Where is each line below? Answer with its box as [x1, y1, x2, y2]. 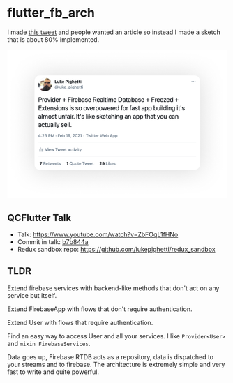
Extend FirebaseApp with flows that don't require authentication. [7, 305, 193, 313]
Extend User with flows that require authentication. [7, 318, 153, 326]
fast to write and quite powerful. [7, 368, 100, 376]
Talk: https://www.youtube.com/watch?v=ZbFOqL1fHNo [17, 230, 179, 239]
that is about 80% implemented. [7, 35, 100, 43]
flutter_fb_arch [7, 5, 96, 21]
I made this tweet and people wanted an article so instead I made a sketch [7, 28, 221, 36]
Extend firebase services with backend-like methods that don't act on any [7, 284, 220, 292]
